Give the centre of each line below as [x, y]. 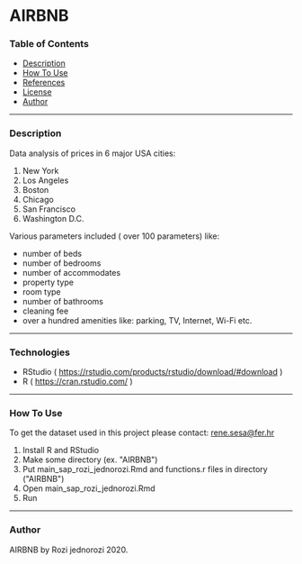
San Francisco [49, 209]
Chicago [38, 199]
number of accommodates [71, 272]
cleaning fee [45, 311]
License [37, 92]
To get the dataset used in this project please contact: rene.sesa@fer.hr [142, 432]
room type [41, 291]
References [44, 83]
